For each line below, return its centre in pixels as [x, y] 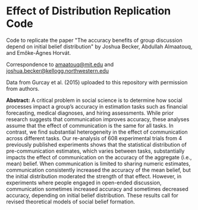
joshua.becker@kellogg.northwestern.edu [57, 70]
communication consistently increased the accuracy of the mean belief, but [99, 170]
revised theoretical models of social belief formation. [71, 202]
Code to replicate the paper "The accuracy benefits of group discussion [94, 40]
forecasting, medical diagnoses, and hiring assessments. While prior [90, 113]
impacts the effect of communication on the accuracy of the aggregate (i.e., [99, 157]
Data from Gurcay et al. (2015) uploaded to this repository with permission [97, 82]
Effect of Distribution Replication [89, 11]
